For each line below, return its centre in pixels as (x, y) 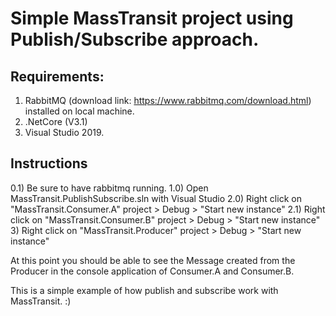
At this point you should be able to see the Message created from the (153, 260)
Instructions (49, 163)
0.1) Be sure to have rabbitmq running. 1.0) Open (109, 188)
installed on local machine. (79, 111)
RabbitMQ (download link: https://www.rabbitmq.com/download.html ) (168, 100)
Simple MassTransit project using (152, 18)
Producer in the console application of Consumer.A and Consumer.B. (152, 271)
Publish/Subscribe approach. (135, 39)
